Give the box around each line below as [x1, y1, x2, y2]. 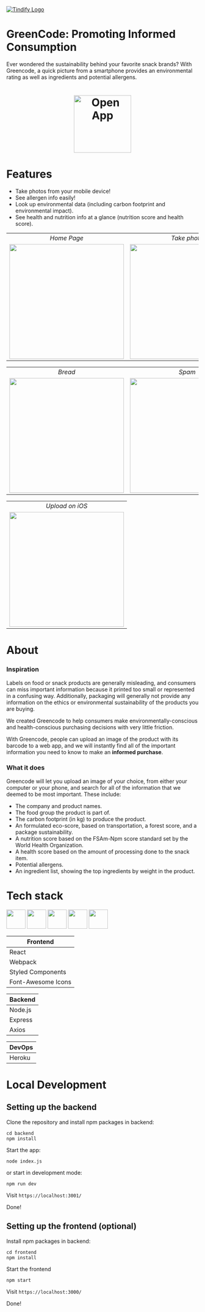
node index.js [6, 1158, 43, 1164]
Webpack [9, 958, 37, 966]
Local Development [6, 1078, 107, 1092]
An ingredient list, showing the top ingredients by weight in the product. [15, 867, 195, 875]
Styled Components [9, 967, 67, 976]
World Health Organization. [15, 841, 84, 849]
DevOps [9, 1043, 34, 1051]
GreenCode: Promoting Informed [6, 28, 176, 41]
